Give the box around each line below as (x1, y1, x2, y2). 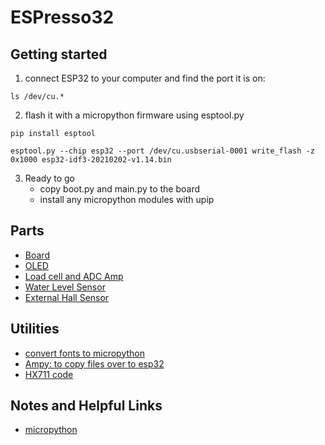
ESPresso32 (10, 6, 115, 29)
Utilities (10, 321, 60, 338)
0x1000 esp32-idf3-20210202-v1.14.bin (10, 155, 172, 165)
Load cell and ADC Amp (24, 270, 124, 282)
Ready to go (24, 172, 75, 184)
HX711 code (24, 368, 74, 380)
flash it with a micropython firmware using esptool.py (24, 109, 245, 121)
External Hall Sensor (24, 291, 110, 303)
